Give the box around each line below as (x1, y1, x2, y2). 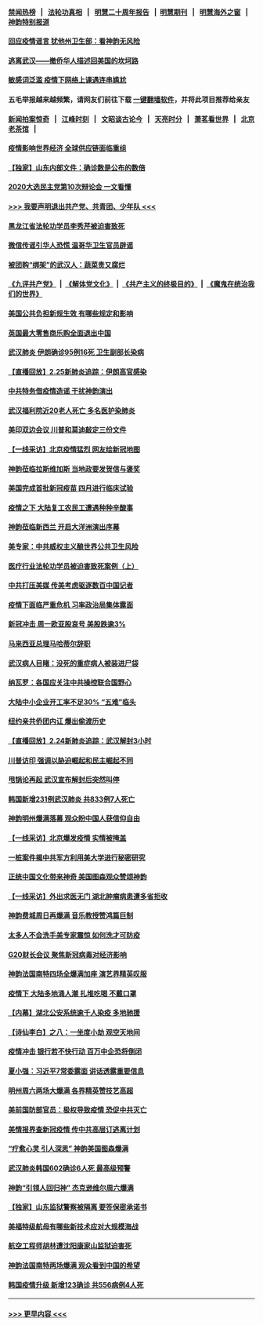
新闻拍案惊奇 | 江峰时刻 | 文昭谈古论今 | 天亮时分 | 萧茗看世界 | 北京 (8, 114, 255, 123)
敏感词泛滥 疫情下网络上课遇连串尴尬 (8, 75, 127, 85)
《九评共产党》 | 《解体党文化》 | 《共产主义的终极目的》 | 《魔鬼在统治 (8, 279, 248, 289)
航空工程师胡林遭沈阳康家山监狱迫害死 (8, 1241, 131, 1251)
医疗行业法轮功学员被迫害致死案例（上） (8, 561, 139, 571)
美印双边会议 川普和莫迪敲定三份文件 (8, 425, 127, 435)
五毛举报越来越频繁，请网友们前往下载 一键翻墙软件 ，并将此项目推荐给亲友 (8, 94, 250, 104)
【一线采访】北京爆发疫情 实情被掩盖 (8, 833, 127, 842)
